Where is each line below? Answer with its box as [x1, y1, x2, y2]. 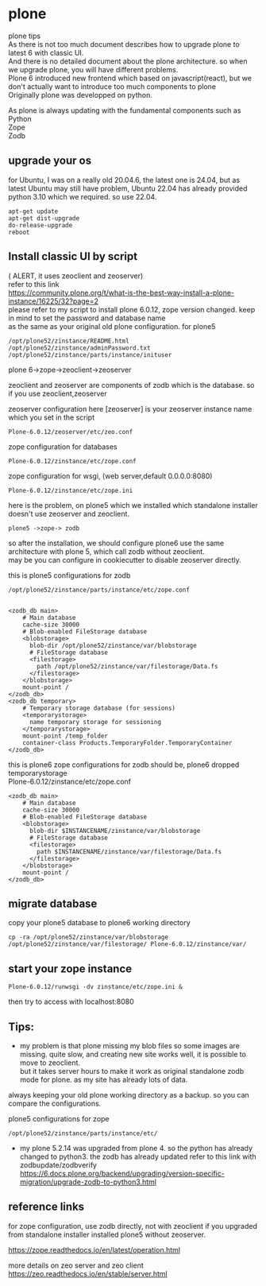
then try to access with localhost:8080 [8, 997, 135, 1006]
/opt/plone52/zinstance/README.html [8, 337, 129, 345]
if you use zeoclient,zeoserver [8, 389, 107, 398]
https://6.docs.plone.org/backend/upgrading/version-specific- [19, 1169, 225, 1178]
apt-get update [8, 207, 59, 215]
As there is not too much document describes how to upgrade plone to [8, 39, 240, 48]
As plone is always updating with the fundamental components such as [8, 105, 241, 115]
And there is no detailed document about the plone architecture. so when [8, 56, 248, 66]
